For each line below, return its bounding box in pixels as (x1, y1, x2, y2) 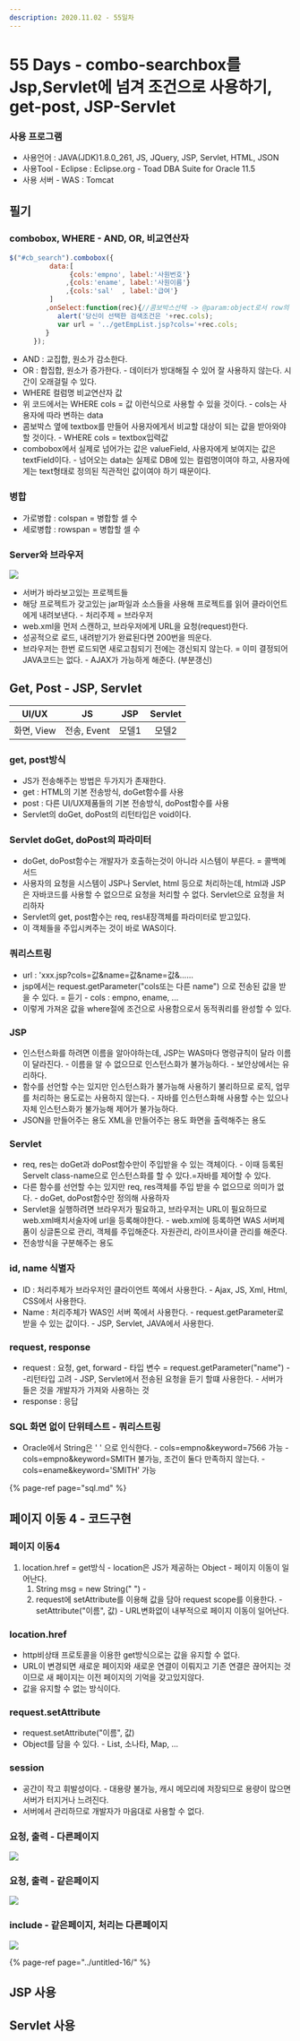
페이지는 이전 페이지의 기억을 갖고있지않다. (56, 1672, 204, 1683)
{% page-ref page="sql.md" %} (9, 1483, 127, 1494)
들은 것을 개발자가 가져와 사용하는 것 (21, 1384, 150, 1395)
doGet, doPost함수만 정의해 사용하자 (39, 1193, 170, 1203)
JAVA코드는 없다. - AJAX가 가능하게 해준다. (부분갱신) (21, 655, 213, 666)
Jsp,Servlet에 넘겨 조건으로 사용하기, (9, 77, 273, 97)
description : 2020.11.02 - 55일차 (9, 13, 134, 22)
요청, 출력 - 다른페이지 (9, 1830, 99, 1842)
